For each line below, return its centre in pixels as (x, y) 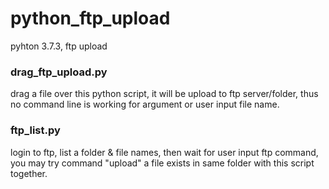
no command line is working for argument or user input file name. (145, 104)
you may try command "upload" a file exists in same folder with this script (162, 163)
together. (29, 173)
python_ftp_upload (90, 18)
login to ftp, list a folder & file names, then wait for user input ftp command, (164, 152)
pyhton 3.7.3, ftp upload (59, 46)
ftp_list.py (35, 130)
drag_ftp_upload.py (59, 72)
